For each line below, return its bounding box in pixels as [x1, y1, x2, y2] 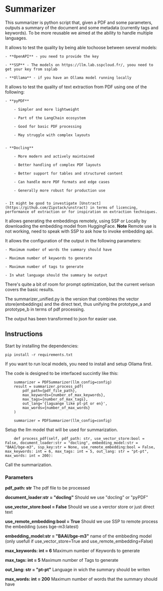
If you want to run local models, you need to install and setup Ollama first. [5, 361, 153, 367]
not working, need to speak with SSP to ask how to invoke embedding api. [5, 228, 154, 234]
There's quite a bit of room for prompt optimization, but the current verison [5, 281, 155, 287]
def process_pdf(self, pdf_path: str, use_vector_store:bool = [14, 436, 145, 441]
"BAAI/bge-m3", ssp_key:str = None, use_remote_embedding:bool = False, [5, 445, 156, 450]
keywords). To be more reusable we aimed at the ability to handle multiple [5, 30, 153, 36]
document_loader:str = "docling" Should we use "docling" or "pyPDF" [5, 494, 148, 500]
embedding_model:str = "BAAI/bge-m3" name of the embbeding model [5, 533, 152, 539]
